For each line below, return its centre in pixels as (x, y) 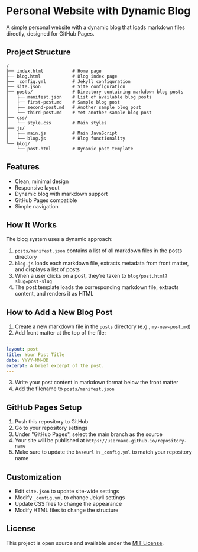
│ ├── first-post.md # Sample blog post (63, 102)
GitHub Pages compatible (46, 200)
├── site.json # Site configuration (66, 86)
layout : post (22, 349)
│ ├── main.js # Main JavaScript (62, 133)
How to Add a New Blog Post (59, 312)
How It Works (32, 225)
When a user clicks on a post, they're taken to (71, 276)
